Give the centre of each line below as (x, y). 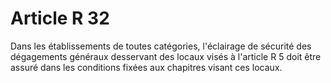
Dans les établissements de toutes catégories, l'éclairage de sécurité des (161, 46)
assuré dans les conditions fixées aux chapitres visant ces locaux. (146, 67)
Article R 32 (60, 18)
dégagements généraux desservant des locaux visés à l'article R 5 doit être (166, 56)
